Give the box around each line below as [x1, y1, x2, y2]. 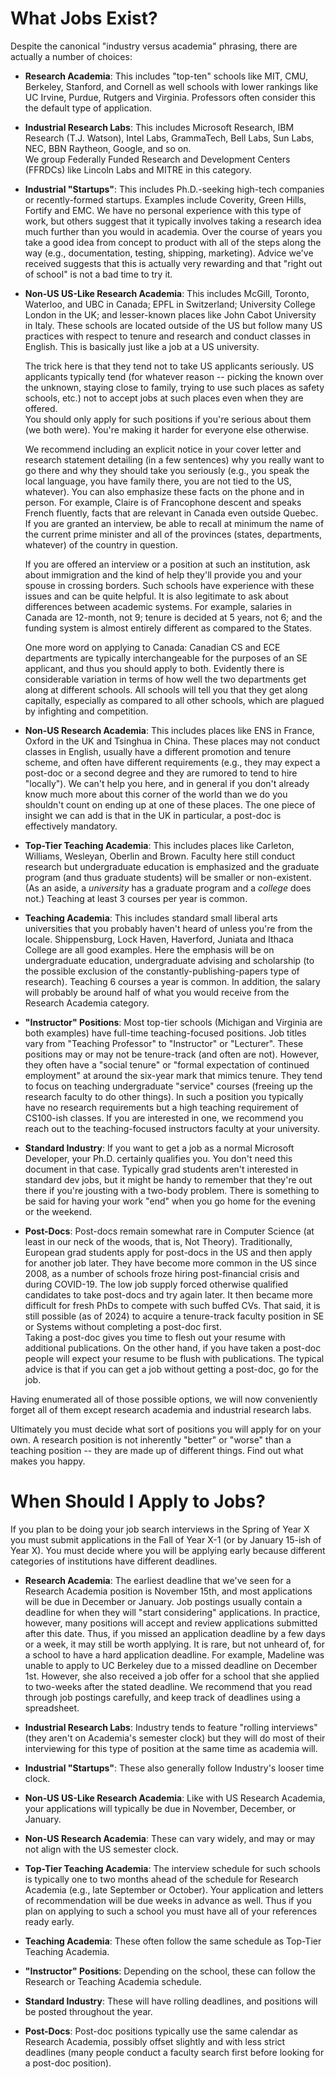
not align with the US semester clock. [24, 1843, 180, 1855]
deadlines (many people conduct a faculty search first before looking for [24, 2046, 325, 2058]
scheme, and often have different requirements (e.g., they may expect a [24, 756, 321, 768]
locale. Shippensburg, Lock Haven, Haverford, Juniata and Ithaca [24, 933, 294, 945]
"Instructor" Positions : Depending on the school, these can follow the [24, 1965, 316, 1977]
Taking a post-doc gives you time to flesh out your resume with [24, 1331, 286, 1343]
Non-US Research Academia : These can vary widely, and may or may [24, 1832, 316, 1844]
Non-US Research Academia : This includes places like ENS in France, [24, 724, 315, 736]
